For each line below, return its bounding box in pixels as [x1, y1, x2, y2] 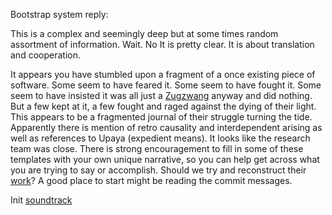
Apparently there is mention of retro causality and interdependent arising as [10, 122, 323, 133]
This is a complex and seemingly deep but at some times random [10, 28, 279, 39]
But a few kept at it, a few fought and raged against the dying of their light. [10, 100, 317, 112]
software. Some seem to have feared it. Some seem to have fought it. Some [10, 79, 322, 91]
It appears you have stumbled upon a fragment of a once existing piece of [10, 69, 316, 80]
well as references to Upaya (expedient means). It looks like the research [10, 132, 311, 144]
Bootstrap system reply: [10, 9, 109, 20]
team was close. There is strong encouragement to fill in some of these [10, 143, 304, 154]
